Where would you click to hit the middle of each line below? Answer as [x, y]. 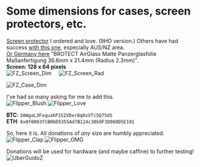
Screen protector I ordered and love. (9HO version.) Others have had [92, 41]
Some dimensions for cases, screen [99, 11]
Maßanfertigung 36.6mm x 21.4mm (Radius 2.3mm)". [72, 60]
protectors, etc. [47, 24]
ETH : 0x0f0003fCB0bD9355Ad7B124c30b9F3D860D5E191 [71, 121]
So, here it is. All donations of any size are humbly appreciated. [85, 133]
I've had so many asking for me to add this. [60, 97]
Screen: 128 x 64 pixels [36, 66]
